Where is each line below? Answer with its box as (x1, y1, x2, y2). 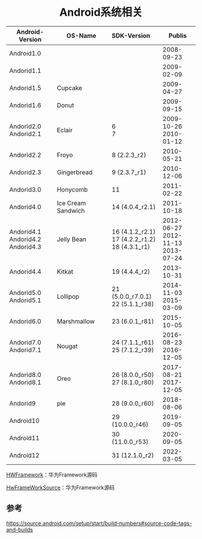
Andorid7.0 (9, 338, 41, 346)
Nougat (57, 341, 78, 350)
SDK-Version (111, 31, 150, 40)
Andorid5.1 (9, 296, 41, 304)
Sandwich (57, 206, 85, 214)
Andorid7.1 (9, 346, 41, 354)
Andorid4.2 (9, 235, 41, 243)
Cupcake (57, 84, 82, 92)
